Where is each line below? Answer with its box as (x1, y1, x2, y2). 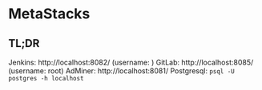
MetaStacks (8, 5, 91, 23)
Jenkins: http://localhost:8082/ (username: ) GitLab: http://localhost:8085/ (8, 57, 254, 67)
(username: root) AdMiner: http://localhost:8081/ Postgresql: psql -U (8, 66, 235, 76)
